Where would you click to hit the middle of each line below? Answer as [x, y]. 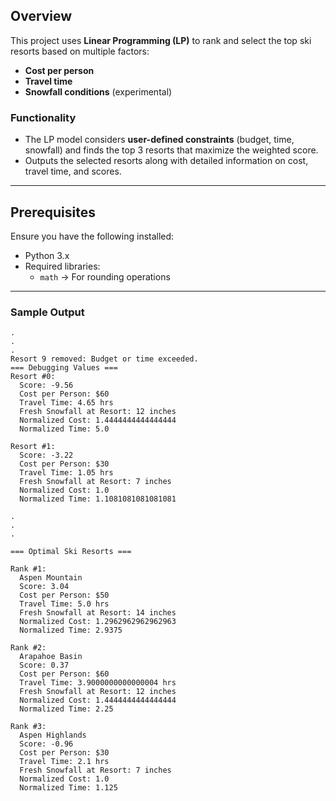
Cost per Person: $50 [64, 595]
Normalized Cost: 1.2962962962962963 [98, 622]
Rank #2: [28, 648]
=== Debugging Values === [64, 368]
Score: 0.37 [44, 665]
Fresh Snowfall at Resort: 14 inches [98, 613]
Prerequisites [53, 212]
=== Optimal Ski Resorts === [71, 552]
